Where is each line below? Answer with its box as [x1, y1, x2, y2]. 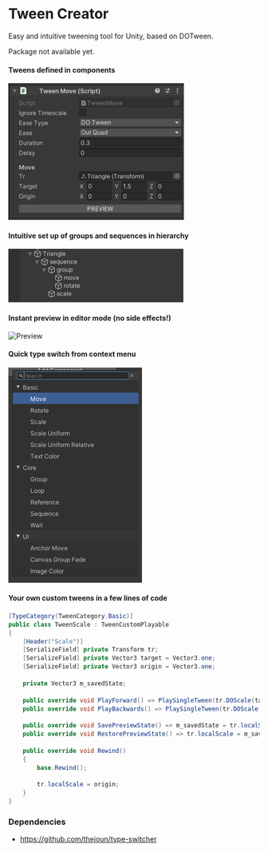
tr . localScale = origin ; [37, 780, 120, 789]
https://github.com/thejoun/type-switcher [19, 834, 157, 844]
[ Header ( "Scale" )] [22, 637, 84, 645]
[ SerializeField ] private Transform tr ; [22, 646, 159, 654]
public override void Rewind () [22, 747, 127, 755]
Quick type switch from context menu [8, 349, 136, 359]
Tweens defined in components [8, 65, 116, 74]
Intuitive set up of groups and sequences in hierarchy [8, 231, 189, 240]
